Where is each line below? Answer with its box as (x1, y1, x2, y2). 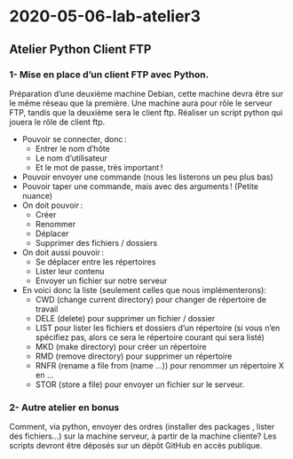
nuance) (21, 190, 53, 201)
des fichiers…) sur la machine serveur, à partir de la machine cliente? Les (9, 431, 277, 441)
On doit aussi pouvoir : (21, 247, 105, 257)
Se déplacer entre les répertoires (35, 256, 156, 267)
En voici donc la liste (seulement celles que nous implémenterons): (21, 284, 266, 295)
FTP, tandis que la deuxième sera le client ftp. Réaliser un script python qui (9, 107, 283, 117)
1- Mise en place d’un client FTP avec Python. (9, 68, 210, 81)
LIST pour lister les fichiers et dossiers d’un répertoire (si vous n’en (35, 322, 281, 333)
